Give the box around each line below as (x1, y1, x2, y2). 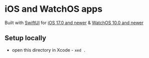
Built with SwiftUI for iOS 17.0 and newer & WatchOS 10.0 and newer (4, 20, 144, 26)
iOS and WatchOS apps (4, 3, 103, 15)
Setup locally (4, 34, 46, 42)
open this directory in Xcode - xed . (11, 47, 86, 53)
